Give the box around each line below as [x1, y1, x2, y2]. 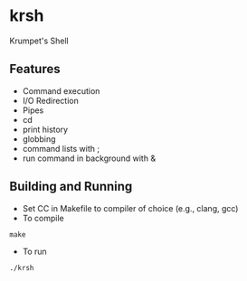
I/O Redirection [22, 95, 80, 106]
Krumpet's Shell [9, 35, 70, 46]
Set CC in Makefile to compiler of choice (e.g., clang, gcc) [22, 202, 239, 213]
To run [22, 246, 47, 257]
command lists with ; [22, 143, 100, 154]
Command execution [22, 85, 100, 96]
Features [9, 61, 61, 77]
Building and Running [9, 179, 133, 194]
